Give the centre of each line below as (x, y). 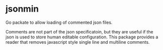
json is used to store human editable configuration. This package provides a (82, 37)
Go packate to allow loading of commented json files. (59, 22)
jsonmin (22, 9)
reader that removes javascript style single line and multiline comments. (78, 42)
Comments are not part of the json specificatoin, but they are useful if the (79, 32)
